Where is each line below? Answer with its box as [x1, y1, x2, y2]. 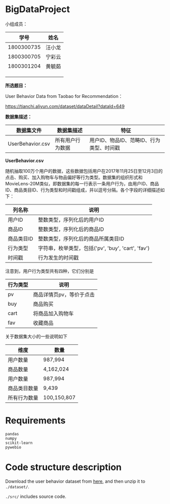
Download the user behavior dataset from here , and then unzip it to [5, 478, 146, 484]
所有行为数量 [8, 394, 39, 401]
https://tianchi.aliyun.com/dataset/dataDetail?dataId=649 [5, 103, 125, 109]
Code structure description [5, 462, 122, 473]
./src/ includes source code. [5, 493, 67, 499]
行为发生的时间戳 [37, 254, 79, 261]
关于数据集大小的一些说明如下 [5, 333, 67, 339]
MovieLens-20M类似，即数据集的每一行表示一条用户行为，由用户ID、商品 [5, 180, 159, 186]
